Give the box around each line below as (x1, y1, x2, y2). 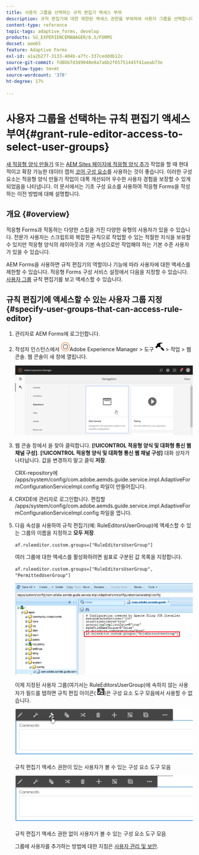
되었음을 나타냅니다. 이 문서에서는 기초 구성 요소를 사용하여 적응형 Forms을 (6, 183, 179, 190)
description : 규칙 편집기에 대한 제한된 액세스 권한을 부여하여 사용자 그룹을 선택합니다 (6, 15, 194, 22)
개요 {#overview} (6, 209, 70, 219)
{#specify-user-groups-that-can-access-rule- (6, 304, 183, 314)
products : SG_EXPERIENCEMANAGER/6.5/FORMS (6, 34, 113, 41)
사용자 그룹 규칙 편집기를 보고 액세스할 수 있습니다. (6, 275, 123, 282)
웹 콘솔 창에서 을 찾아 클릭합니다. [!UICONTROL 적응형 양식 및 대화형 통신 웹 (14, 442, 191, 449)
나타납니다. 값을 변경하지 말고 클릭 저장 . (14, 457, 107, 464)
